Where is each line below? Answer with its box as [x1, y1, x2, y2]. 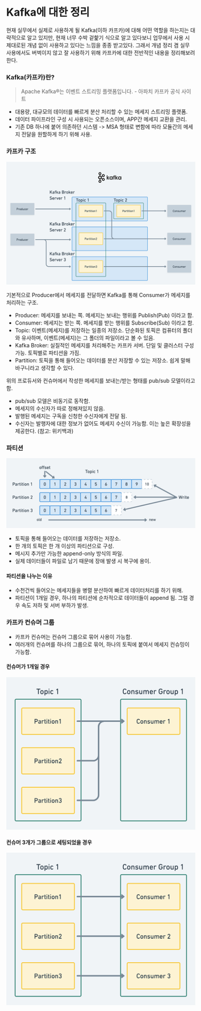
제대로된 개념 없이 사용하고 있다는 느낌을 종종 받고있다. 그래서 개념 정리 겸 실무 [6, 41, 190, 49]
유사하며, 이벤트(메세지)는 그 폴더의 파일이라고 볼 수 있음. [21, 334, 155, 341]
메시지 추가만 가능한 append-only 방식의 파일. [14, 550, 124, 557]
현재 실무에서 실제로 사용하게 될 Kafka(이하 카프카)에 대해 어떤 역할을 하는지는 [6, 26, 189, 34]
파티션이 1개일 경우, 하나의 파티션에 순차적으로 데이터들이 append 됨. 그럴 [14, 594, 188, 602]
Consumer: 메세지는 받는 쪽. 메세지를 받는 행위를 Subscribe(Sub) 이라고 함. [14, 319, 194, 326]
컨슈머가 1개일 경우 [6, 663, 50, 670]
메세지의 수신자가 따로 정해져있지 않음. [14, 405, 105, 412]
